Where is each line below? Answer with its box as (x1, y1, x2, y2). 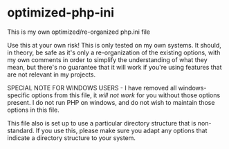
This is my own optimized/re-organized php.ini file (7, 28, 151, 36)
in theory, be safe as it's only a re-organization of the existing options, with (7, 48, 221, 57)
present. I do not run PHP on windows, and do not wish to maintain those (7, 98, 215, 106)
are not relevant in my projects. (7, 70, 95, 79)
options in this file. (7, 106, 60, 114)
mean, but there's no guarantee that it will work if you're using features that (7, 63, 223, 71)
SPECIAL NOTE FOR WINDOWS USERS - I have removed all (7, 83, 177, 92)
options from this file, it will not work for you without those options (31, 91, 221, 99)
